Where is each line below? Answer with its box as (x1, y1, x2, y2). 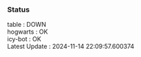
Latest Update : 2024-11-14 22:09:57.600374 (7, 43, 135, 51)
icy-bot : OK (7, 35, 41, 43)
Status (7, 5, 30, 14)
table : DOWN (7, 21, 46, 29)
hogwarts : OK (7, 27, 48, 36)
